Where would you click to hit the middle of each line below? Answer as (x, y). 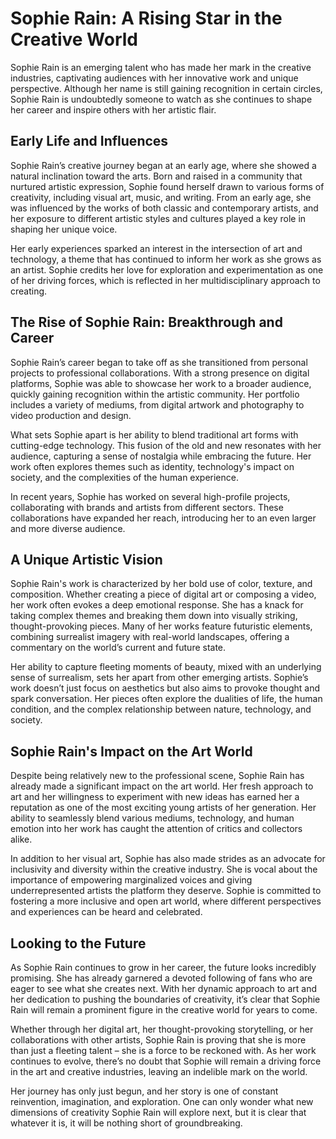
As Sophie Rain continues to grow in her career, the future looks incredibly (163, 967)
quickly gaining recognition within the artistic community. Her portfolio (155, 394)
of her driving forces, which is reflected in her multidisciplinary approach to (165, 280)
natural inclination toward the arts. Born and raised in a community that (156, 176)
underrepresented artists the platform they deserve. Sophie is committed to (166, 891)
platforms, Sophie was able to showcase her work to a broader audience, (161, 383)
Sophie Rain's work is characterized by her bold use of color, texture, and (161, 584)
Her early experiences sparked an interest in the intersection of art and (156, 248)
